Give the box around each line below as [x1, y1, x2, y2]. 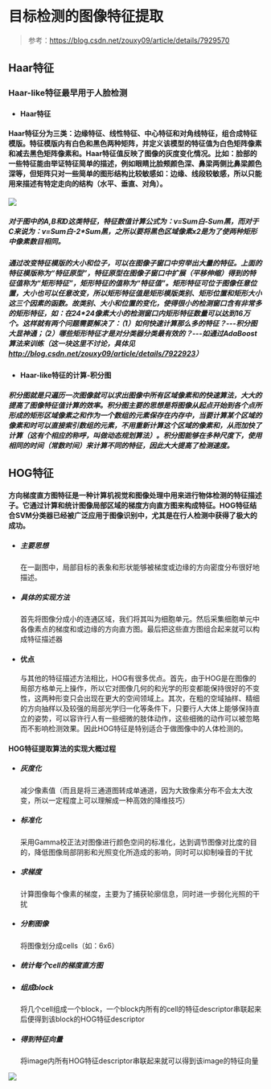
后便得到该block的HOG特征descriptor [19, 1014, 145, 1024]
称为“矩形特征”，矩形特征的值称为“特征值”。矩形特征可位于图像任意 [22, 278, 251, 288]
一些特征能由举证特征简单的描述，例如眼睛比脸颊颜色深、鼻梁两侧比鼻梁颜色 [8, 158, 262, 169]
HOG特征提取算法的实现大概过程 [8, 743, 117, 753]
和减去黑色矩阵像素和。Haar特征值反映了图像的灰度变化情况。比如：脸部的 [8, 149, 257, 158]
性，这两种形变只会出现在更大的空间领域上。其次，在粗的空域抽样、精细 [19, 693, 260, 704]
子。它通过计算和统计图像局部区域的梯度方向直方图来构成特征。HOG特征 [8, 500, 250, 510]
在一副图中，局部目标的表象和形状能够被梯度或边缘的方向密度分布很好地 [19, 562, 260, 572]
